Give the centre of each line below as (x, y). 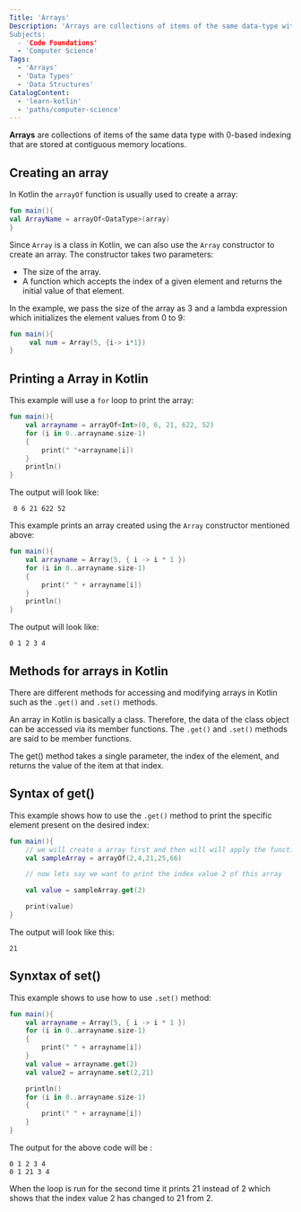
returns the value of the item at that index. (86, 765)
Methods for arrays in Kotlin (89, 671)
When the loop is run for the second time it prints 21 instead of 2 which (140, 1188)
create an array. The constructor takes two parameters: (112, 254)
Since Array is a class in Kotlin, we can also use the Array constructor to (142, 244)
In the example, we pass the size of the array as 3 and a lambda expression (148, 308)
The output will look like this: (62, 932)
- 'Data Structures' (56, 84)
